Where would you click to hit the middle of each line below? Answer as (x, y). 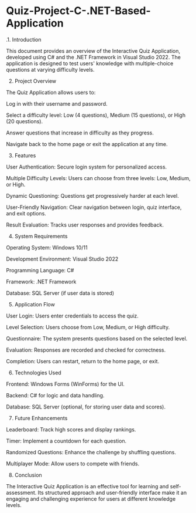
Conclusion (28, 475)
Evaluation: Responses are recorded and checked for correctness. (86, 350)
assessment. (21, 492)
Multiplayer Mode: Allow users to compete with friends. (73, 463)
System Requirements (41, 236)
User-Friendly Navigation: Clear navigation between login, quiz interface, (94, 207)
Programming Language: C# (40, 270)
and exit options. (26, 213)
